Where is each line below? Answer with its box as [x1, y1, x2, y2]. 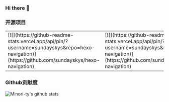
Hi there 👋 [5, 5, 30, 12]
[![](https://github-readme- [8, 32, 74, 39]
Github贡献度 [5, 79, 38, 86]
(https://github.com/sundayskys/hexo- [8, 57, 100, 64]
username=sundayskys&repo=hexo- [8, 44, 96, 51]
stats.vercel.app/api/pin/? [8, 38, 68, 45]
